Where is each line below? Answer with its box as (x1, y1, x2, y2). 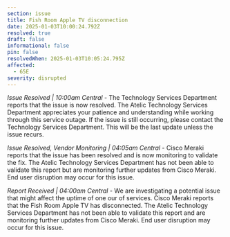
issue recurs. (7, 130, 44, 139)
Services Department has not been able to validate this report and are (7, 209, 206, 217)
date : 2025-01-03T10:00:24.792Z (7, 23, 100, 30)
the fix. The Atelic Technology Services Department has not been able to (7, 159, 214, 167)
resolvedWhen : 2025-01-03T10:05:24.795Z (7, 55, 126, 62)
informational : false (7, 42, 70, 49)
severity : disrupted (7, 74, 67, 82)
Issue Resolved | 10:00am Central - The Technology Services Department (7, 94, 218, 102)
